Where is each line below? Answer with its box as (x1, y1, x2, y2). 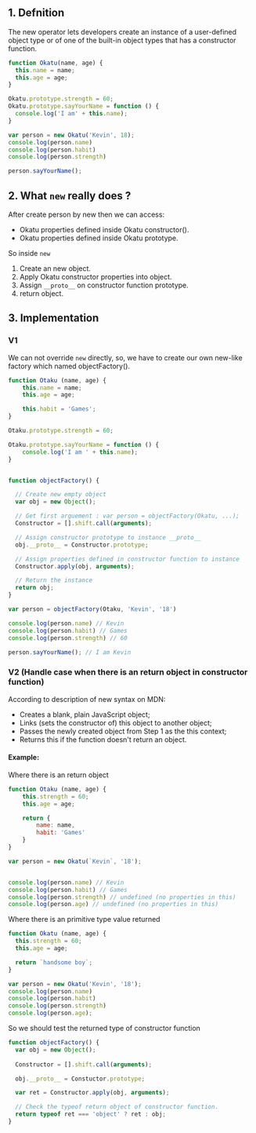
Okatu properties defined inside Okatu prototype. (19, 233, 178, 243)
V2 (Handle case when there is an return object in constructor (8, 667, 248, 678)
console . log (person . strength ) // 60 (8, 634, 128, 642)
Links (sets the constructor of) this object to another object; (19, 718, 213, 727)
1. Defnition (8, 6, 65, 20)
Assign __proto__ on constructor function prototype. (19, 280, 189, 290)
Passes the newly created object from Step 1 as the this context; (19, 726, 227, 736)
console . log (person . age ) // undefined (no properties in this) (8, 901, 219, 908)
